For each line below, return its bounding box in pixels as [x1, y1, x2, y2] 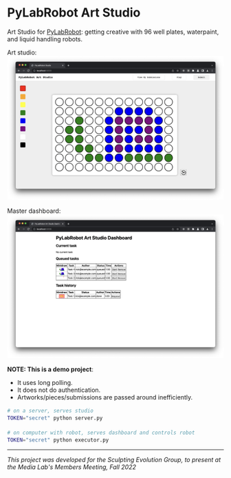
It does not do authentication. [16, 386, 101, 394]
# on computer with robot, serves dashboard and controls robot [7, 429, 195, 436]
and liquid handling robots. [7, 34, 82, 43]
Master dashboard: [7, 207, 61, 215]
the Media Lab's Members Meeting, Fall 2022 [7, 463, 136, 471]
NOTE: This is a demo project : [7, 365, 94, 373]
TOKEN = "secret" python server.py [7, 415, 103, 422]
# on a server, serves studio [7, 408, 94, 415]
